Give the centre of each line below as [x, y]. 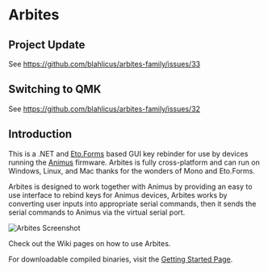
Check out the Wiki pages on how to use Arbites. [90, 243]
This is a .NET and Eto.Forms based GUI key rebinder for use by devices [128, 153]
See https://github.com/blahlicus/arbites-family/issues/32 [104, 109]
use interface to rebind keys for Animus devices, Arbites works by [118, 195]
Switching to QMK [55, 89]
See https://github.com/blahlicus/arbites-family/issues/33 [104, 64]
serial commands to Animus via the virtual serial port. [97, 212]
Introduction [40, 134]
